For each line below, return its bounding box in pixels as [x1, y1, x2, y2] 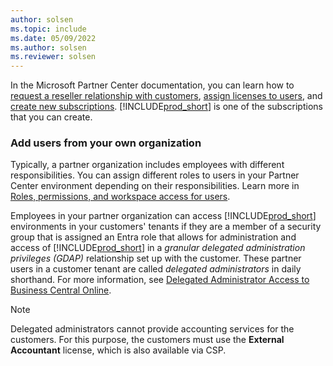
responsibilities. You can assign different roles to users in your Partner [10, 169, 300, 181]
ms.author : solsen [10, 42, 87, 53]
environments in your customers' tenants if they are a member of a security [10, 221, 322, 233]
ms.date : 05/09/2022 [10, 33, 97, 43]
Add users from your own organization [10, 136, 202, 150]
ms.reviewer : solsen [10, 52, 97, 62]
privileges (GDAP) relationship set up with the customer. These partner [10, 252, 302, 265]
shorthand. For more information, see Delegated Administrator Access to [10, 274, 310, 286]
